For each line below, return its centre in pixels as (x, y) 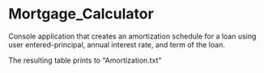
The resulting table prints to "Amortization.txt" (85, 60)
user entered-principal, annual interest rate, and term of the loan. (117, 44)
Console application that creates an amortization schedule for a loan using (132, 36)
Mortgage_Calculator (81, 14)
